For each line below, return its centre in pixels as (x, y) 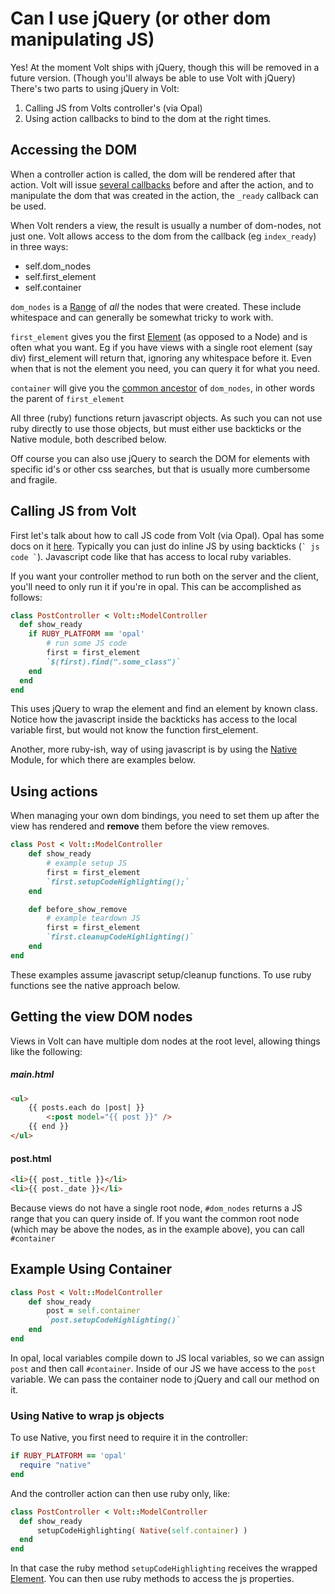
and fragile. (34, 479)
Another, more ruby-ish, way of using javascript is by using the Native (154, 749)
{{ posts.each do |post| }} (86, 1108)
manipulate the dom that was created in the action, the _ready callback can (164, 195)
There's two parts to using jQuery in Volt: (95, 88)
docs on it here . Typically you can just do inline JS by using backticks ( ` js (165, 546)
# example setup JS (87, 863)
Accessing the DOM (74, 150)
